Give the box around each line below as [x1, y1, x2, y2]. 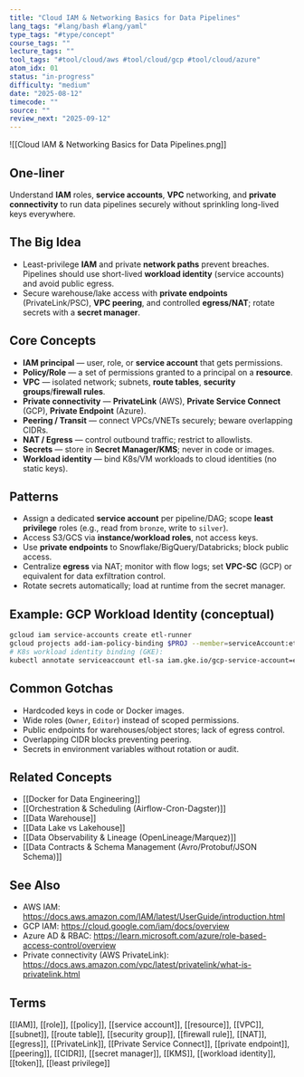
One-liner [9, 165, 65, 181]
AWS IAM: [22, 901, 61, 912]
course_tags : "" [9, 38, 71, 48]
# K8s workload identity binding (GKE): [9, 647, 165, 656]
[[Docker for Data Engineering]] [22, 794, 141, 805]
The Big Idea [9, 234, 81, 250]
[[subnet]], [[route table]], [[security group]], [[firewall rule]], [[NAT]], [9, 1028, 267, 1039]
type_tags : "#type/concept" [9, 30, 116, 39]
